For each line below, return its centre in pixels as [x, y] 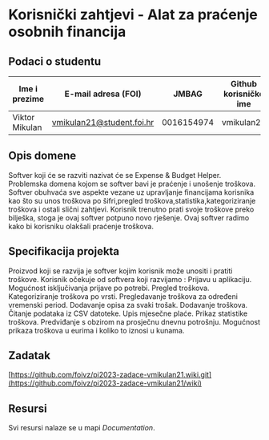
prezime [28, 99]
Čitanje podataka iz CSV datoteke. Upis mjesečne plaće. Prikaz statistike [128, 313]
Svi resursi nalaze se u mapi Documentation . [82, 428]
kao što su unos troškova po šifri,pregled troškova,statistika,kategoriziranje [132, 200]
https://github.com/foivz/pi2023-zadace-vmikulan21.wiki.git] [111, 375]
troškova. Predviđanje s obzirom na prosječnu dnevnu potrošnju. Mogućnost [134, 321]
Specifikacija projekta [64, 251]
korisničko [244, 94]
